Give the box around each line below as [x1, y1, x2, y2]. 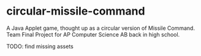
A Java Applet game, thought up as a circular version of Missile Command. [6, 24, 195, 32]
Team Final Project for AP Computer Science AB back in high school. [6, 30, 180, 38]
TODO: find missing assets [6, 43, 74, 50]
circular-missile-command [6, 4, 145, 18]
